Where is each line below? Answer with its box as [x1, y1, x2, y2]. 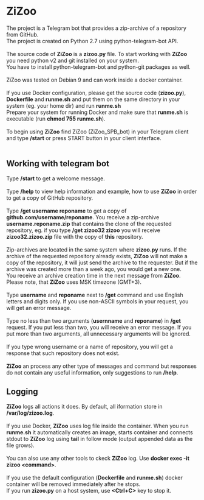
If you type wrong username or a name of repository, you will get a [6, 343, 173, 350]
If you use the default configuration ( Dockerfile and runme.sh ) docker [6, 474, 183, 481]
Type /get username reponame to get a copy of [6, 207, 127, 214]
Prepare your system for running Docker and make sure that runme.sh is [6, 108, 189, 116]
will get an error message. [6, 304, 72, 311]
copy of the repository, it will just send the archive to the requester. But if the [6, 259, 198, 266]
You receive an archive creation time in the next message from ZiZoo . [6, 272, 181, 279]
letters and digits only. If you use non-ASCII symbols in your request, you [6, 297, 189, 305]
